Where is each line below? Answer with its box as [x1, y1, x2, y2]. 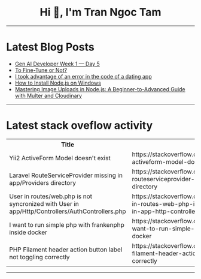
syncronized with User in [9, 199, 80, 208]
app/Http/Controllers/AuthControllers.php [9, 207, 127, 215]
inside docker [9, 228, 48, 236]
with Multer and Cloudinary [14, 92, 83, 99]
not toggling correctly [9, 253, 70, 261]
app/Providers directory [9, 178, 77, 187]
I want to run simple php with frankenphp [9, 220, 124, 229]
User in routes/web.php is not [9, 192, 93, 200]
